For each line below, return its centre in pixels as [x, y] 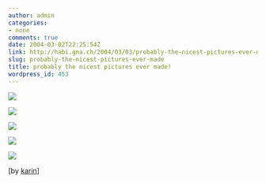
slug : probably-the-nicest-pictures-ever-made [86, 60]
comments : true [33, 37]
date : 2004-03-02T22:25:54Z [55, 45]
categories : [28, 23]
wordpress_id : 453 [38, 74]
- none [19, 30]
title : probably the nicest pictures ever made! [90, 67]
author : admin [32, 15]
